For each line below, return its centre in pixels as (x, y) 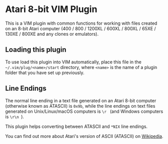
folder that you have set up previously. (45, 73)
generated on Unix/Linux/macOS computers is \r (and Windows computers (84, 111)
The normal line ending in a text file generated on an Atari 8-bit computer (81, 100)
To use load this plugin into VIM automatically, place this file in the (73, 62)
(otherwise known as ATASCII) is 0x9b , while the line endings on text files (80, 106)
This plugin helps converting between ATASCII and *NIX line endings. (76, 126)
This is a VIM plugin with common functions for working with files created (81, 23)
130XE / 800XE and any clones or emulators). (52, 34)
